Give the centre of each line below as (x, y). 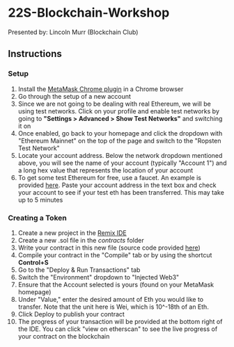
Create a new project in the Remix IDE (72, 233)
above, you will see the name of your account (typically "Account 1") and (122, 163)
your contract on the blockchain (64, 336)
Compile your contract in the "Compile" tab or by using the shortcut (115, 255)
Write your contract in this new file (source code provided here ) (109, 248)
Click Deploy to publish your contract (71, 314)
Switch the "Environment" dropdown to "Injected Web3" (99, 277)
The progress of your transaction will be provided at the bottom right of (120, 321)
